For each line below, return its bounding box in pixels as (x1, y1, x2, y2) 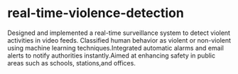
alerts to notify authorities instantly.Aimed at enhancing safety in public (7, 51, 215, 60)
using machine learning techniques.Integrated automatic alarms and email (7, 43, 224, 52)
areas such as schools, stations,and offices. (7, 58, 136, 67)
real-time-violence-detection (7, 5, 185, 21)
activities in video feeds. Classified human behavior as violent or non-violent (7, 36, 232, 44)
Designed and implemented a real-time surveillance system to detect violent (7, 28, 231, 37)
